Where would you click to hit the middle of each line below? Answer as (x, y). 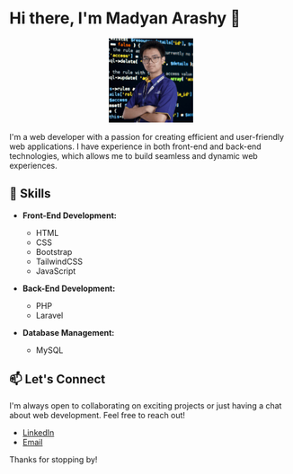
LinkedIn (38, 432)
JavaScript (56, 271)
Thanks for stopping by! (53, 459)
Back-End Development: (69, 288)
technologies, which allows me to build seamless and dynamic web (133, 155)
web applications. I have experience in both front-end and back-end (136, 146)
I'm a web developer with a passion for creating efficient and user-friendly (147, 136)
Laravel (49, 315)
